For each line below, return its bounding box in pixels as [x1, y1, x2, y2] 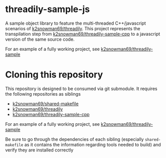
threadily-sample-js [5, 4, 90, 15]
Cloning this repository [5, 69, 103, 81]
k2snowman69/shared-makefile [12, 101, 79, 107]
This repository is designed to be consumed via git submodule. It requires [5, 86, 157, 92]
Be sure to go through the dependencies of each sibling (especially [5, 136, 144, 142]
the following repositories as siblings [5, 91, 81, 97]
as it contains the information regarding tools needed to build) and [24, 141, 161, 147]
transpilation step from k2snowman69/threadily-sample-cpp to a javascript [5, 31, 160, 37]
